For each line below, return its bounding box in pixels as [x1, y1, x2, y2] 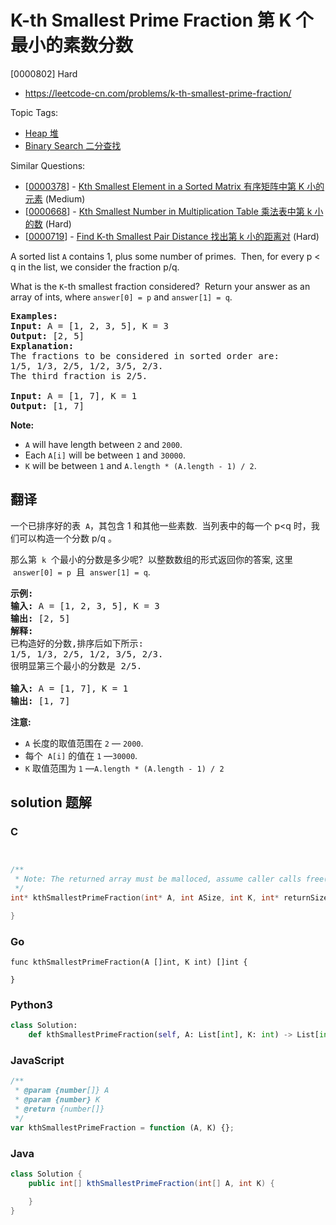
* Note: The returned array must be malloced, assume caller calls [14, 874, 302, 885]
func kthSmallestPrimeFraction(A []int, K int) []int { [10, 957, 248, 968]
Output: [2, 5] [10, 330, 85, 341]
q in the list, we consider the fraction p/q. [10, 261, 180, 273]
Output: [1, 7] [10, 400, 85, 411]
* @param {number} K [14, 1095, 101, 1105]
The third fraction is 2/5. [10, 370, 148, 381]
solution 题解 [10, 794, 92, 811]
